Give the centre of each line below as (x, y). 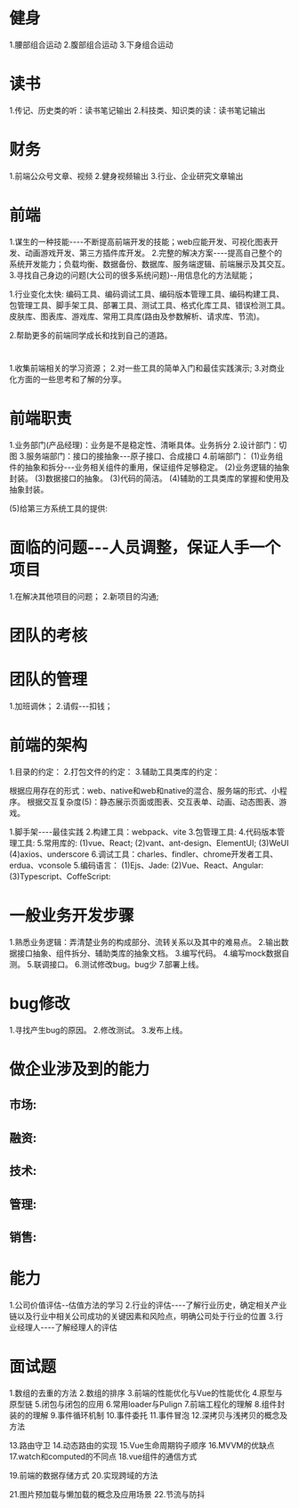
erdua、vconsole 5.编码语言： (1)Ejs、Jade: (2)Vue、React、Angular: (137, 865)
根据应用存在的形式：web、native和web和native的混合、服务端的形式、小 (145, 790)
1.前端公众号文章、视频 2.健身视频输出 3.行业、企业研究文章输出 (126, 175)
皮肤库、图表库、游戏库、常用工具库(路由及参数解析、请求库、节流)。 (137, 316)
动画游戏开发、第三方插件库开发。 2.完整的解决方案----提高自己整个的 (154, 253)
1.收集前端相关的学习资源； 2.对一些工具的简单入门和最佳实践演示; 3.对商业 (147, 368)
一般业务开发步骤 (72, 916)
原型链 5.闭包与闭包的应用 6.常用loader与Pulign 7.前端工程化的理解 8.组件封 (147, 1404)
